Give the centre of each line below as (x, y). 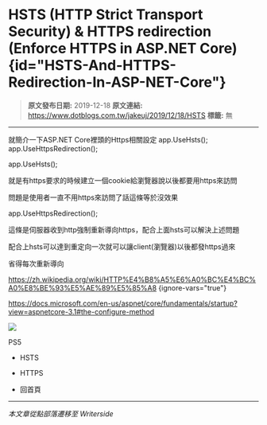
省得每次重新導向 (36, 263)
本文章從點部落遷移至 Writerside (61, 413)
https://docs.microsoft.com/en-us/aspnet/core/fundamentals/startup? (123, 303)
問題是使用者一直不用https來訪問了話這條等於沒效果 (93, 197)
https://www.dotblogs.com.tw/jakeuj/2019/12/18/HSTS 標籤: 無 (130, 115)
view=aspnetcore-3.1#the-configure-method (81, 311)
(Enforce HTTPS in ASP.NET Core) (123, 49)
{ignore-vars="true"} (193, 287)
